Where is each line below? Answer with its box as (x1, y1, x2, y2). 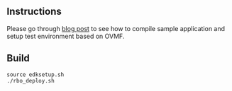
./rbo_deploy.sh (6, 77, 55, 84)
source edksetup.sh (6, 71, 65, 78)
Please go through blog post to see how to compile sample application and (6, 24, 225, 32)
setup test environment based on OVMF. (6, 32, 125, 40)
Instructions (6, 6, 62, 18)
